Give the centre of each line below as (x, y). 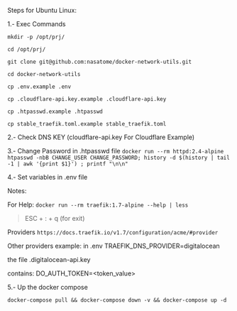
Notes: (17, 191)
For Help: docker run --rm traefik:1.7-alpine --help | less (98, 204)
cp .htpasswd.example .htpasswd (55, 111)
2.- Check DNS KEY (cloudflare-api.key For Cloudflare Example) (101, 137)
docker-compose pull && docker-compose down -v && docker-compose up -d (117, 300)
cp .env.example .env (39, 87)
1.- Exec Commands (37, 24)
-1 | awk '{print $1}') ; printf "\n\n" (68, 164)
